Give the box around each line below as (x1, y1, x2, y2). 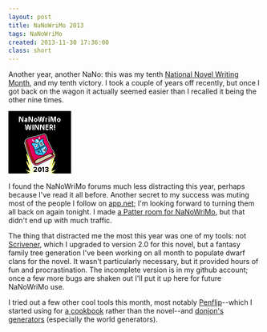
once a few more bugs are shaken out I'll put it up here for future (8, 274, 222, 283)
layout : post (8, 13, 52, 21)
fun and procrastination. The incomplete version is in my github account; (8, 265, 249, 275)
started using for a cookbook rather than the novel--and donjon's (8, 306, 225, 316)
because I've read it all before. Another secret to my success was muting (8, 190, 250, 200)
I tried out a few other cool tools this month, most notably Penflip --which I (8, 298, 253, 307)
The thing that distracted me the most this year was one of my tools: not (8, 231, 247, 241)
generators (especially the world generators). (8, 314, 158, 324)
